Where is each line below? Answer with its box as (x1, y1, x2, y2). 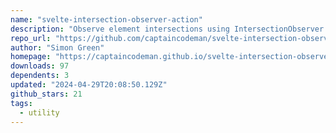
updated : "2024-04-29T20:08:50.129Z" (10, 80, 168, 90)
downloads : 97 (10, 61, 70, 71)
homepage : (10, 52, 52, 62)
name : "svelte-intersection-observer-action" (10, 14, 203, 25)
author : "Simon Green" (10, 42, 105, 53)
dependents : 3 (10, 71, 70, 81)
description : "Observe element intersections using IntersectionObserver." (10, 24, 333, 34)
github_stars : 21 (10, 89, 83, 99)
